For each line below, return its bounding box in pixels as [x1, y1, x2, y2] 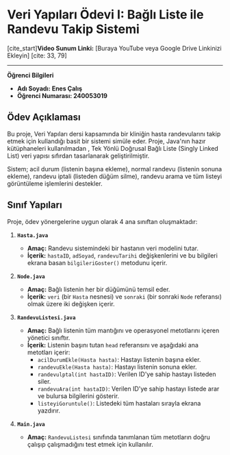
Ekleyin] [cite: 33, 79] [7, 51, 67, 60]
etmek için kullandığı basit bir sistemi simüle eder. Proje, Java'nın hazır [7, 137, 206, 145]
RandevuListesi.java [16, 314, 76, 321]
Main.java [16, 421, 46, 428]
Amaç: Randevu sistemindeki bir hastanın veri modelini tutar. [27, 244, 199, 252]
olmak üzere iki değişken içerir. [27, 299, 115, 308]
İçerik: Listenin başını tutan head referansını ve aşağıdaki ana [27, 341, 199, 349]
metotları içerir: [27, 348, 71, 356]
